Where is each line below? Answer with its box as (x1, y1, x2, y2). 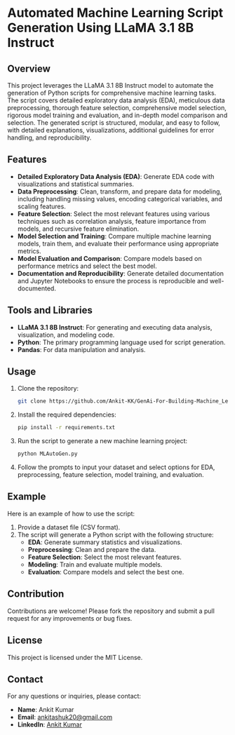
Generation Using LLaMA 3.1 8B (7, 20, 194, 36)
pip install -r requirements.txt (17, 424, 116, 431)
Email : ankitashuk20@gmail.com (17, 713, 113, 722)
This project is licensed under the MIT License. (7, 653, 143, 661)
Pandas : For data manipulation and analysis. (17, 345, 146, 353)
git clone (17, 398, 47, 405)
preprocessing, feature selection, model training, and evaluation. (17, 471, 205, 479)
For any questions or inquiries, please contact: (7, 692, 142, 701)
